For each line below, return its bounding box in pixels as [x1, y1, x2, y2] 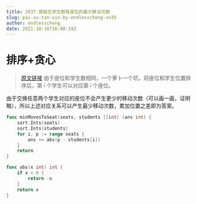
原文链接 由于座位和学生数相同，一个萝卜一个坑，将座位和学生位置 [20, 75, 186, 82]
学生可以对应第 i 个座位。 [52, 82, 114, 89]
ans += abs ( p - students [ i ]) [28, 137, 101, 143]
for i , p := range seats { [17, 131, 85, 137]
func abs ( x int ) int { [6, 164, 63, 170]
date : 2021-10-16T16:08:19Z [6, 25, 77, 32]
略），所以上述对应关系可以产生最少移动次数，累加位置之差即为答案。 [6, 102, 177, 110]
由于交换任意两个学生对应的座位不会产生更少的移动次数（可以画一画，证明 [6, 94, 190, 102]
